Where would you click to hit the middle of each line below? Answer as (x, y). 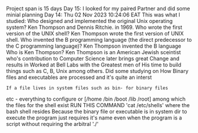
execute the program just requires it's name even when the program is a (94, 118)
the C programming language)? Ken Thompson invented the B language (94, 46)
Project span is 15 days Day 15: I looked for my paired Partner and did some (98, 9)
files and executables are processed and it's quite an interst (79, 77)
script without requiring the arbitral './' (52, 124)
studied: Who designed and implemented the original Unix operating (90, 21)
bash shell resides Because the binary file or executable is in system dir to (97, 112)
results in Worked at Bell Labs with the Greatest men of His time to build (94, 65)
